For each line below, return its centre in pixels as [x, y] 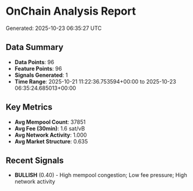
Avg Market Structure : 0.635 [51, 141]
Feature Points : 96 [38, 68]
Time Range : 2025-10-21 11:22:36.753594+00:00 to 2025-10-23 [95, 81]
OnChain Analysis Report [71, 11]
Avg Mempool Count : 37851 [50, 122]
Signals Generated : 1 [41, 75]
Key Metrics [29, 107]
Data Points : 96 [34, 62]
